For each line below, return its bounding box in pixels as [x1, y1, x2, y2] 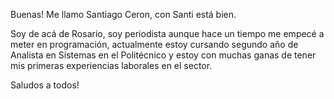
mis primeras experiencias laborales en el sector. [10, 60, 213, 71]
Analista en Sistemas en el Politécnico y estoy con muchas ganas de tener [10, 49, 317, 61]
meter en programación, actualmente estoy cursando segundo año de [10, 39, 299, 50]
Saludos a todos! [10, 79, 80, 91]
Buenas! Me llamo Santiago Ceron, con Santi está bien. [10, 9, 237, 20]
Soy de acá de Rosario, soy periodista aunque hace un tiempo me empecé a [10, 28, 325, 39]
